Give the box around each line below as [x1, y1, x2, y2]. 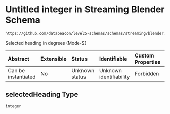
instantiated [8, 73, 36, 80]
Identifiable [99, 55, 127, 62]
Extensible [40, 55, 67, 62]
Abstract [8, 55, 29, 62]
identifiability [99, 73, 130, 80]
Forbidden [135, 70, 159, 77]
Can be [8, 67, 25, 74]
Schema [5, 14, 40, 26]
